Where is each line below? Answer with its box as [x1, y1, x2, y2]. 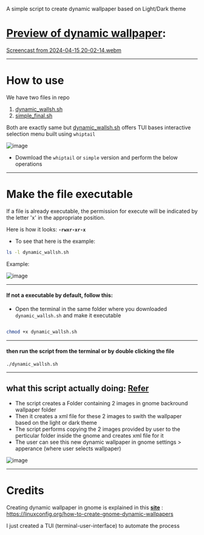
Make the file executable [6, 187, 134, 201]
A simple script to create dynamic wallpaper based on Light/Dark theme [6, 5, 186, 12]
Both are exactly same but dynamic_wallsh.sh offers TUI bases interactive [6, 124, 191, 131]
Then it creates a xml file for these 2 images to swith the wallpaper [15, 412, 182, 419]
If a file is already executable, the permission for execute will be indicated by [6, 207, 198, 215]
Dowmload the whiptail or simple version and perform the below [15, 153, 178, 161]
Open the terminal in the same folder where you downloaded [15, 305, 168, 312]
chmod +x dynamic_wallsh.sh [6, 329, 78, 335]
